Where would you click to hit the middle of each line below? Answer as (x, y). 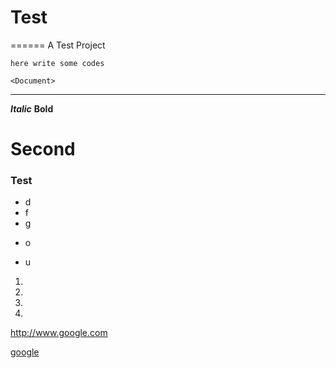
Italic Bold (32, 108)
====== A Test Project (58, 45)
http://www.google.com (59, 333)
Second (43, 149)
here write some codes (57, 63)
